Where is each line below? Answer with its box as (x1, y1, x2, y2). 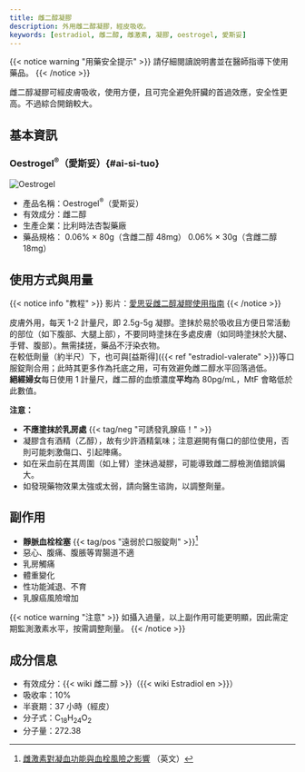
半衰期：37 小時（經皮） (22, 701, 115, 712)
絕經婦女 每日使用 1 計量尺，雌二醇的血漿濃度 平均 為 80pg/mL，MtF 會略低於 (9, 373, 293, 384)
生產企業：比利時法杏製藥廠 (22, 220, 127, 232)
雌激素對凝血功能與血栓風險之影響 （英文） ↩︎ (22, 753, 193, 764)
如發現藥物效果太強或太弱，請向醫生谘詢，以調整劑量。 (22, 480, 230, 491)
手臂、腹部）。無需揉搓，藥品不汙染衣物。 (9, 340, 165, 351)
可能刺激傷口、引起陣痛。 (30, 446, 127, 457)
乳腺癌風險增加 (22, 592, 79, 604)
